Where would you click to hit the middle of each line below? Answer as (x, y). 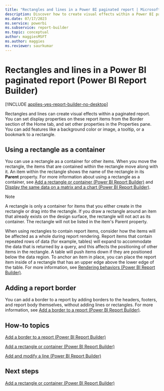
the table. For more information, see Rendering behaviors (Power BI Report (80, 267)
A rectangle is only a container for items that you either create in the (73, 206)
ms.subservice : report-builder (37, 28)
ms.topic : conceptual (27, 32)
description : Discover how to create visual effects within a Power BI (79, 14)
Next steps (22, 371)
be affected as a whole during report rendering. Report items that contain (79, 236)
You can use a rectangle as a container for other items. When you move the (81, 161)
